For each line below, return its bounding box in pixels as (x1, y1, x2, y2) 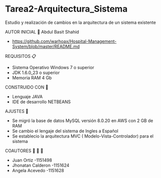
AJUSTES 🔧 (5, 108, 29, 114)
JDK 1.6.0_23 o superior (12, 70, 60, 75)
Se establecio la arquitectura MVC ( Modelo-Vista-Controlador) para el (12, 133, 154, 139)
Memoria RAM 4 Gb (12, 74, 52, 81)
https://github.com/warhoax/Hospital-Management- (12, 38, 117, 44)
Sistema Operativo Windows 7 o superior (12, 64, 94, 70)
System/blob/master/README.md (12, 43, 80, 49)
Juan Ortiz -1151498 (12, 157, 53, 163)
